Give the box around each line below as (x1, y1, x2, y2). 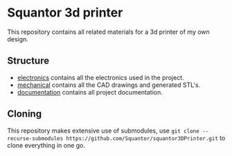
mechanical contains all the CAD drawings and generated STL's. (17, 81, 201, 89)
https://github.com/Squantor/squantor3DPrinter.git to (66, 133, 226, 142)
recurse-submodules (7, 135, 64, 142)
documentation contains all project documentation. (17, 88, 163, 96)
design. (7, 35, 29, 43)
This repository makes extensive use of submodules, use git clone (7, 126, 199, 135)
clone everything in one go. (7, 141, 85, 149)
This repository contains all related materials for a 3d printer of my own (7, 28, 210, 36)
